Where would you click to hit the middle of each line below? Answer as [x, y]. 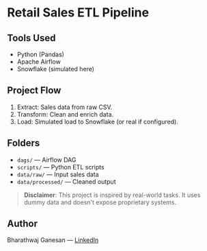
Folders [24, 143]
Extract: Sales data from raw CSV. [65, 107]
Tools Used [31, 38]
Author [22, 224]
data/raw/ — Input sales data [58, 174]
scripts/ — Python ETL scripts [60, 167]
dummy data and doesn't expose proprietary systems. [100, 202]
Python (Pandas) [41, 54]
